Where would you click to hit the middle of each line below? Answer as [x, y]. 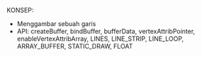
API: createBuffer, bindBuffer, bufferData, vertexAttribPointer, [106, 31]
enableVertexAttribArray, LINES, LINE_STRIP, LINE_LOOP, [100, 39]
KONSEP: [20, 10]
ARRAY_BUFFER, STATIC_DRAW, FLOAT [75, 46]
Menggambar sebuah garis [56, 24]
